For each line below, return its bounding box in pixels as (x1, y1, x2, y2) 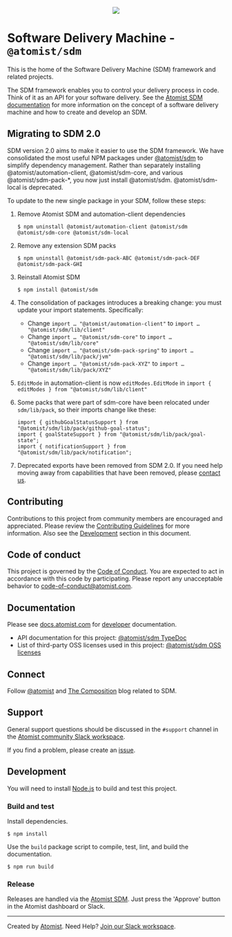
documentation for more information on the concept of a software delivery (7, 100, 219, 108)
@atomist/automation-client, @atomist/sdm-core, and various (7, 168, 184, 176)
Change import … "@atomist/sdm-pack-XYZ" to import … (27, 359, 185, 368)
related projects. (7, 73, 54, 81)
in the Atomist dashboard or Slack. (7, 902, 106, 911)
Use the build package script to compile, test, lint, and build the (7, 842, 188, 851)
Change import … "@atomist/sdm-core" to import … (27, 332, 173, 341)
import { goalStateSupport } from (17, 430, 117, 438)
